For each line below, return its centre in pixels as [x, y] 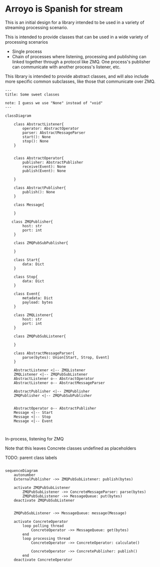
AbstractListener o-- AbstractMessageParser [59, 383]
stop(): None [36, 141]
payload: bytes [38, 302]
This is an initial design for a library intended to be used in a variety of [75, 22]
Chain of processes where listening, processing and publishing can [79, 56]
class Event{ [27, 294]
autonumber [25, 475]
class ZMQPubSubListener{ [40, 336]
